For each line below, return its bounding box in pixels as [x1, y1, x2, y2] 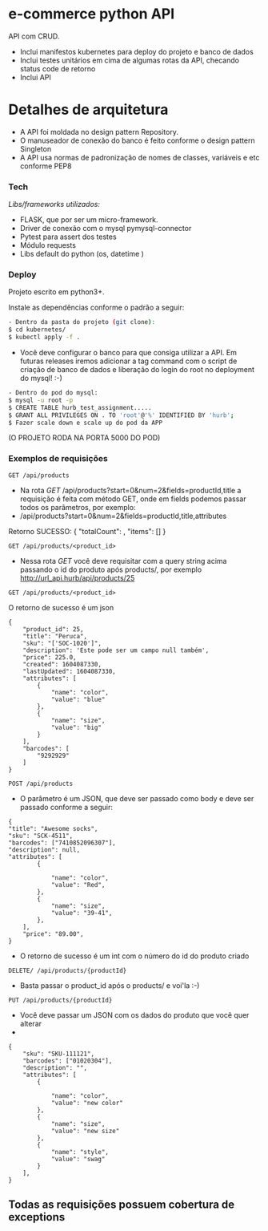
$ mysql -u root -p [8, 396, 74, 404]
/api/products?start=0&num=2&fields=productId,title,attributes [19, 511, 227, 520]
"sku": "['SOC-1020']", [22, 639, 102, 647]
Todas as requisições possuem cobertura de [8, 1198, 235, 1212]
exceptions [8, 1210, 66, 1224]
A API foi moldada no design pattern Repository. [19, 127, 178, 136]
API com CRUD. [8, 31, 60, 41]
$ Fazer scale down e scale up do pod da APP [8, 419, 162, 427]
